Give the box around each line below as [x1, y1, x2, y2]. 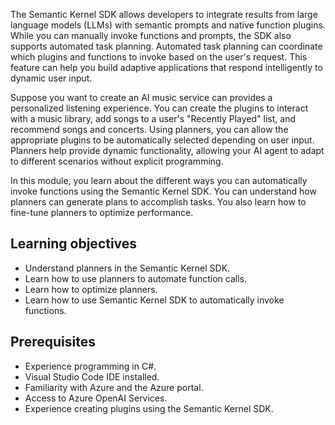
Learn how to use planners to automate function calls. [24, 272, 247, 284]
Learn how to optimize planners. [24, 283, 158, 295]
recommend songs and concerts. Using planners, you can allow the [10, 124, 289, 135]
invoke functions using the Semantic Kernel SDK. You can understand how [10, 185, 317, 197]
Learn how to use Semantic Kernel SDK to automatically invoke [24, 294, 285, 306]
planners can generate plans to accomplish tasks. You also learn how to [10, 196, 307, 208]
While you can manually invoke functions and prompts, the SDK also [10, 30, 292, 41]
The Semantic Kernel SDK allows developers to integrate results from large [10, 9, 318, 20]
